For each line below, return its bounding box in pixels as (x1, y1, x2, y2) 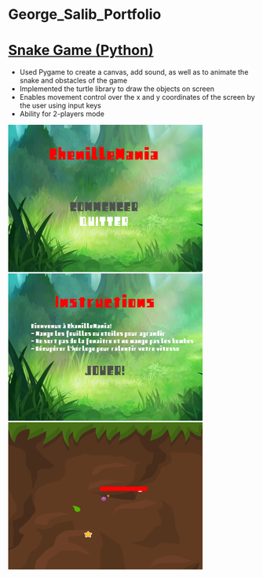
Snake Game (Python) (8, 42, 155, 60)
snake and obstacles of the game (19, 76, 128, 86)
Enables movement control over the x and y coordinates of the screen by (19, 93, 255, 102)
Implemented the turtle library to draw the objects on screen (19, 84, 214, 93)
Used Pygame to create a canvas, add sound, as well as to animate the (19, 68, 249, 77)
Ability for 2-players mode (19, 109, 104, 119)
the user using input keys (19, 101, 102, 111)
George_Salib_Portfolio (8, 5, 162, 24)
